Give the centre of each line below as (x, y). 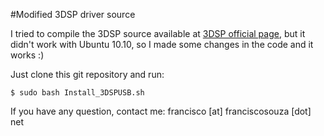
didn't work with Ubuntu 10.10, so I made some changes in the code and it (162, 44)
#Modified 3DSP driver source (73, 14)
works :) (27, 55)
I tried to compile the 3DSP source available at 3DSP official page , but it (158, 33)
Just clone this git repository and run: (87, 74)
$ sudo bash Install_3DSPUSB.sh (77, 93)
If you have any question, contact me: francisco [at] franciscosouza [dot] (161, 111)
